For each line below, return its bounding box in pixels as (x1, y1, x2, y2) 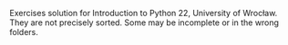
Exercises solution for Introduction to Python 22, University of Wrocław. (9, 8, 278, 18)
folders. (9, 27, 38, 37)
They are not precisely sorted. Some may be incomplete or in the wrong (9, 17, 280, 28)
